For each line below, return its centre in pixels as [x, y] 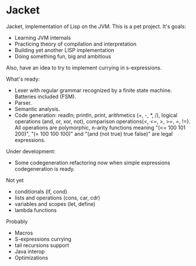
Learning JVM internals [43, 37]
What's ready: [23, 79]
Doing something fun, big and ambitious [63, 56]
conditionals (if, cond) [41, 191]
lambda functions [36, 210]
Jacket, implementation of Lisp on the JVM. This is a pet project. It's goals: [96, 26]
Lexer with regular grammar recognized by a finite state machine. [93, 90]
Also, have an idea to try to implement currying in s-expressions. [84, 67]
